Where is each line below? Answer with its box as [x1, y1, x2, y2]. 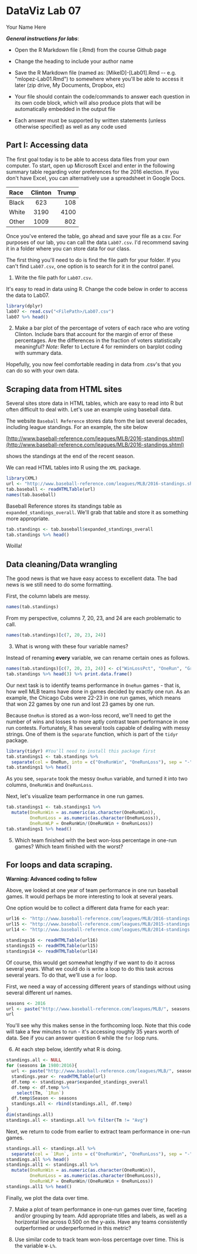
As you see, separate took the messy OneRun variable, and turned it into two [6, 775, 188, 782]
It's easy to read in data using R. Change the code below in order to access [6, 285, 188, 292]
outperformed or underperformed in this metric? [14, 1224, 132, 1232]
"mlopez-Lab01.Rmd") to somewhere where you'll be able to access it [14, 75, 184, 82]
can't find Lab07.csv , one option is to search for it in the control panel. [6, 263, 175, 270]
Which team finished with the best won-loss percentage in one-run [14, 836, 177, 844]
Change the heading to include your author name [14, 58, 134, 65]
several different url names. [6, 989, 73, 996]
